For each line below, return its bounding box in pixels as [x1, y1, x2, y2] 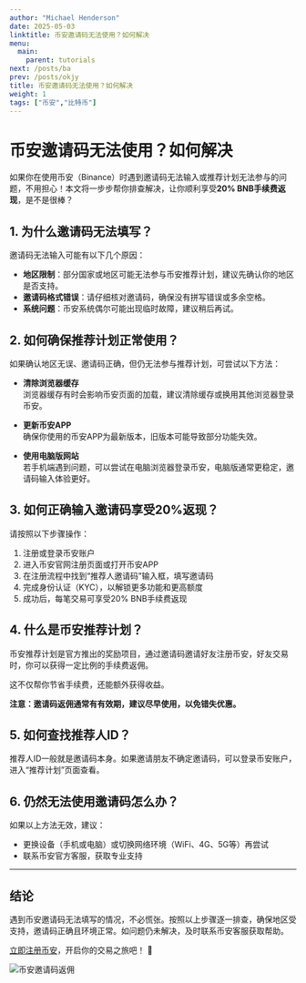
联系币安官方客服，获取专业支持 [22, 850, 143, 861]
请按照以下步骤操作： [9, 528, 89, 539]
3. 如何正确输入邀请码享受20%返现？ [9, 502, 219, 518]
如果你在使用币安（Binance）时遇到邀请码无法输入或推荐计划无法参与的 [9, 172, 280, 183]
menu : [9, 38, 30, 48]
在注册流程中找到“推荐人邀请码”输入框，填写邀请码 [22, 570, 214, 581]
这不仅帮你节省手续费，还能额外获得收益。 [9, 679, 169, 690]
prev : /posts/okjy [9, 73, 79, 82]
